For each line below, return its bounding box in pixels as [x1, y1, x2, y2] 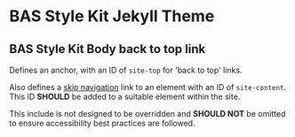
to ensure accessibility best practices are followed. [9, 118, 195, 128]
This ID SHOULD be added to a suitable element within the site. [9, 91, 241, 102]
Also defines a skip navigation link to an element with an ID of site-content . [9, 82, 287, 92]
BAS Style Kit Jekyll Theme [9, 6, 215, 27]
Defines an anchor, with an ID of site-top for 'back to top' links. [9, 65, 243, 75]
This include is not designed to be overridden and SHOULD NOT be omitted [9, 109, 286, 118]
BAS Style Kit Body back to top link [9, 42, 206, 57]
